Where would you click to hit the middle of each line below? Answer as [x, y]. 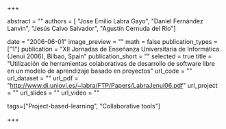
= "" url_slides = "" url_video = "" [53, 93]
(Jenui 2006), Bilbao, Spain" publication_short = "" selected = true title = [110, 56]
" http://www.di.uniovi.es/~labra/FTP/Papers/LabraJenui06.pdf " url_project [112, 85]
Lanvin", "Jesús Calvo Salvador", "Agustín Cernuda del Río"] [91, 28]
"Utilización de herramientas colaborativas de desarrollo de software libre [111, 63]
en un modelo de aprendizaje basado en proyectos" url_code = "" [100, 71]
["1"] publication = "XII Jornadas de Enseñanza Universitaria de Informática [113, 49]
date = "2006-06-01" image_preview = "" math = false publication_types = [112, 42]
